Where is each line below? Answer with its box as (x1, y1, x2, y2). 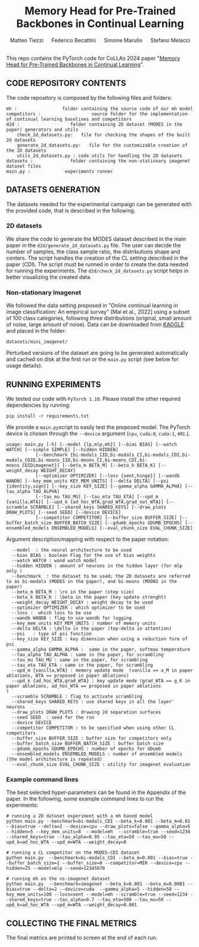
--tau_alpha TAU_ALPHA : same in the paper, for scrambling (11, 651, 164, 658)
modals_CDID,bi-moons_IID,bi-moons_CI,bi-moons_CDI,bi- (6, 457, 148, 463)
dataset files (6, 163, 42, 169)
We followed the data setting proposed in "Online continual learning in (6, 302, 178, 309)
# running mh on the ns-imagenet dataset (6, 876, 111, 882)
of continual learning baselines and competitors (6, 116, 132, 122)
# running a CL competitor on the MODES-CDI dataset (6, 850, 140, 856)
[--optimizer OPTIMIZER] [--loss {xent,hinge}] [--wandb (35, 473, 180, 479)
